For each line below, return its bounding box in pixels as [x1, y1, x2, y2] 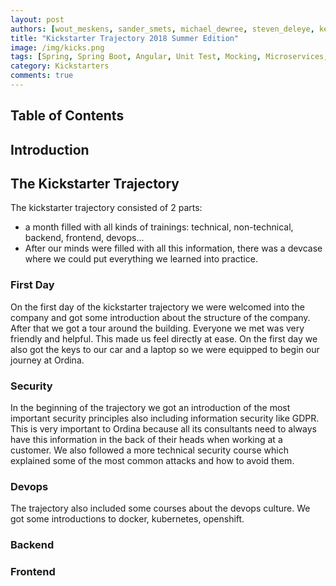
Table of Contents [10, 107, 125, 125]
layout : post [10, 14, 65, 25]
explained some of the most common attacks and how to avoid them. [10, 455, 295, 467]
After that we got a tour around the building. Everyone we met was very [10, 322, 305, 334]
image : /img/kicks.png [10, 42, 105, 53]
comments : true [10, 71, 74, 81]
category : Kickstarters [10, 61, 110, 71]
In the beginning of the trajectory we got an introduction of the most [10, 402, 291, 414]
